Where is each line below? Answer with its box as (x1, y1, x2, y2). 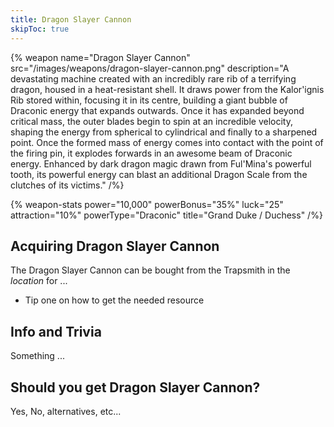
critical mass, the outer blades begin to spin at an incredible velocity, (10, 115, 293, 127)
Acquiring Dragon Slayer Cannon (10, 237, 220, 255)
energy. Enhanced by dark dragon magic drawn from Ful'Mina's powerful (10, 157, 312, 170)
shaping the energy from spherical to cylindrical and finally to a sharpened (10, 126, 318, 138)
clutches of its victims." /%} (10, 179, 125, 191)
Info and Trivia (10, 323, 102, 340)
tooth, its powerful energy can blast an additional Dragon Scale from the (10, 168, 308, 180)
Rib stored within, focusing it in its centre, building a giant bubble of (10, 94, 288, 106)
